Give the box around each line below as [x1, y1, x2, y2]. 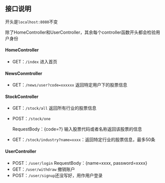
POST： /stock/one [12, 116, 51, 122]
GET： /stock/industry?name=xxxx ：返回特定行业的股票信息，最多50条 [12, 137, 156, 142]
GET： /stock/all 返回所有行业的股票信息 [12, 105, 97, 111]
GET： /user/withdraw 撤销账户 [12, 166, 75, 172]
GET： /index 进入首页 [12, 59, 58, 65]
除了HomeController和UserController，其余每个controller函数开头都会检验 [5, 29, 156, 35]
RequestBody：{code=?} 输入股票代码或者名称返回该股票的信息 [12, 126, 142, 132]
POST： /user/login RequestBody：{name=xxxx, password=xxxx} [12, 160, 147, 166]
